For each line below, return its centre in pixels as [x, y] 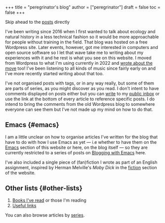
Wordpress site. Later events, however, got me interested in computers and [82, 47]
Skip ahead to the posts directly [38, 22]
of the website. [20, 173]
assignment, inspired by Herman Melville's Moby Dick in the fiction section [81, 167]
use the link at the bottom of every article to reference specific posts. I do [80, 99]
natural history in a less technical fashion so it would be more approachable [82, 37]
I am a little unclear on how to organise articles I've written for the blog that [82, 137]
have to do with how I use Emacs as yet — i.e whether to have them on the [81, 142]
